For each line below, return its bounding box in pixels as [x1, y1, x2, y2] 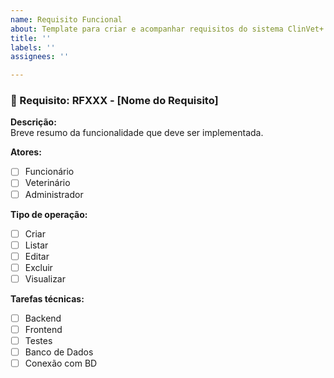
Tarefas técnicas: [10, 292, 85, 305]
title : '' [10, 33, 52, 43]
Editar [24, 250, 50, 262]
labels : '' [10, 42, 56, 53]
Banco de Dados [24, 346, 94, 358]
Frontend [24, 323, 63, 335]
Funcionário [24, 166, 75, 178]
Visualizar [24, 272, 67, 285]
